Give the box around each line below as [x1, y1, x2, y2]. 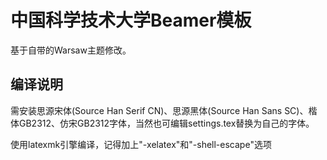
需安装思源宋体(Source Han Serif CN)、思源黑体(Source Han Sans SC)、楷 [10, 104, 318, 116]
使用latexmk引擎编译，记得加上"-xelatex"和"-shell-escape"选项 [10, 138, 272, 150]
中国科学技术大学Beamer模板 [10, 9, 252, 32]
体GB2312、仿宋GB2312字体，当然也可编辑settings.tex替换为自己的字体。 [10, 117, 315, 129]
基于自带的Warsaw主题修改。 [10, 44, 132, 56]
